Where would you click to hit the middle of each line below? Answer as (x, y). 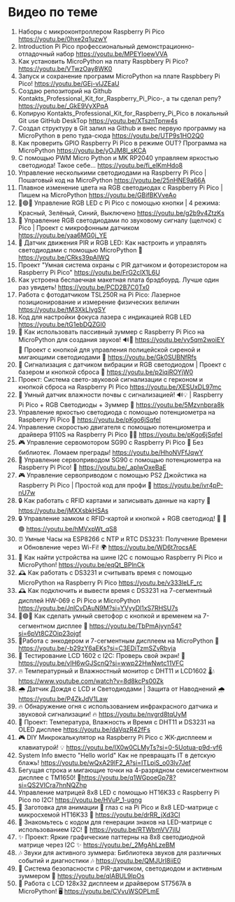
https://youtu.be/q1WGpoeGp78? (129, 778)
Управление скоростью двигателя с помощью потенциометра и (114, 427)
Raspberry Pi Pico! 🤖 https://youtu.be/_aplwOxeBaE (92, 467)
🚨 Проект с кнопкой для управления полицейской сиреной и (109, 350)
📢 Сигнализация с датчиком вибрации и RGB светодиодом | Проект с (122, 364)
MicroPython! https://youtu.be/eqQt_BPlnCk (81, 564)
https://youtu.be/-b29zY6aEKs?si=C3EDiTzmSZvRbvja (97, 648)
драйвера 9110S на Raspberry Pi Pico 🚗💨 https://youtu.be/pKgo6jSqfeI (120, 434)
